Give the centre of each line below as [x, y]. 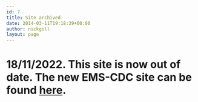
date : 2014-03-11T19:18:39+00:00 [48, 23]
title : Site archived [34, 18]
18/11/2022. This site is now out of [94, 65]
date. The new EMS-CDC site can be [99, 77]
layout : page [23, 35]
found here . [36, 90]
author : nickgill [28, 29]
